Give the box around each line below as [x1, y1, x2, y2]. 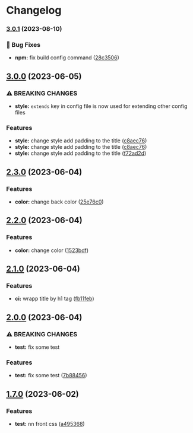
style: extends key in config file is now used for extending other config [14, 103, 188, 110]
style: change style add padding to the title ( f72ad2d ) [14, 149, 147, 157]
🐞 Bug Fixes [6, 41, 40, 49]
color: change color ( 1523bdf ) [14, 247, 89, 254]
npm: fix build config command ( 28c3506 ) [14, 54, 120, 61]
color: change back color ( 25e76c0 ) [14, 198, 104, 205]
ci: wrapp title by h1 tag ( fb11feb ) [14, 295, 94, 303]
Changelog [6, 4, 62, 17]
